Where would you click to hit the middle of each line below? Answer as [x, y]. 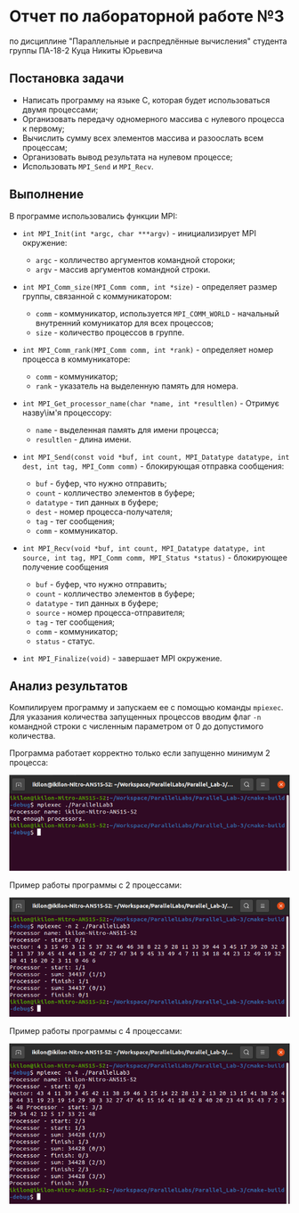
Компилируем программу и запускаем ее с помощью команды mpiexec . [146, 708]
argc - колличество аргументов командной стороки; [135, 259]
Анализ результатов [69, 686]
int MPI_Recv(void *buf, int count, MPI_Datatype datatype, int [144, 549]
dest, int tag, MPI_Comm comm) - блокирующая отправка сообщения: [153, 466]
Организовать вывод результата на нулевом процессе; [127, 157]
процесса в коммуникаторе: [76, 359]
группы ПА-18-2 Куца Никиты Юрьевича [86, 50]
